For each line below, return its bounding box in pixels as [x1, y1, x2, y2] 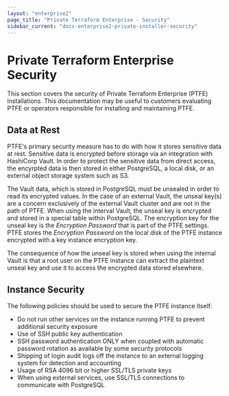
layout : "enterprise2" [7, 10, 72, 17]
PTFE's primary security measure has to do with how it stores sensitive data [7, 142, 221, 151]
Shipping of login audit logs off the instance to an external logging [16, 351, 204, 360]
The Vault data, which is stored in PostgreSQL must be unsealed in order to [7, 185, 219, 193]
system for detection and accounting [16, 358, 121, 367]
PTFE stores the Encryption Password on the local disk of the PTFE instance [7, 229, 223, 237]
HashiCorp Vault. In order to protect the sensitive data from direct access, [7, 157, 216, 165]
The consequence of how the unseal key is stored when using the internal [7, 249, 216, 257]
